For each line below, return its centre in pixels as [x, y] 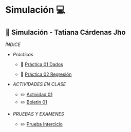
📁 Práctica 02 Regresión [46, 74]
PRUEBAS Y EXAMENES [38, 114]
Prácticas [23, 54]
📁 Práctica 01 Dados [42, 64]
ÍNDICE [13, 45]
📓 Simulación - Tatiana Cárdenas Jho [65, 32]
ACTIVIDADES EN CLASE [39, 84]
